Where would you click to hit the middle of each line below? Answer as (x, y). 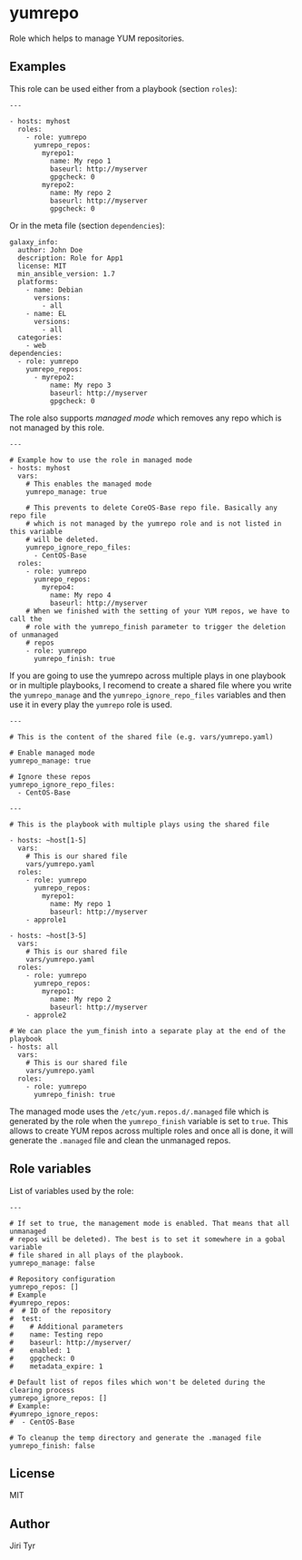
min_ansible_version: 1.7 (67, 274)
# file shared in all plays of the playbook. (97, 1255)
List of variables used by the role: (72, 1190)
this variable (36, 531)
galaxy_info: (34, 242)
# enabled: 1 (40, 1350)
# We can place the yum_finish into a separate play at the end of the (147, 1031)
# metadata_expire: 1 (56, 1366)
